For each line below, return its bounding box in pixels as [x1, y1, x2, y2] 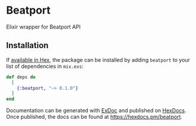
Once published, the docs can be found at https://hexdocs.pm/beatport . [6, 114, 183, 121]
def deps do [6, 74, 36, 80]
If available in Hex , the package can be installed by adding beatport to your [6, 56, 190, 63]
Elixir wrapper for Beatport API [6, 23, 81, 30]
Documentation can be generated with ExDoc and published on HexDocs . [6, 107, 186, 114]
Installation [6, 40, 49, 51]
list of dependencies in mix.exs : [6, 62, 84, 70]
